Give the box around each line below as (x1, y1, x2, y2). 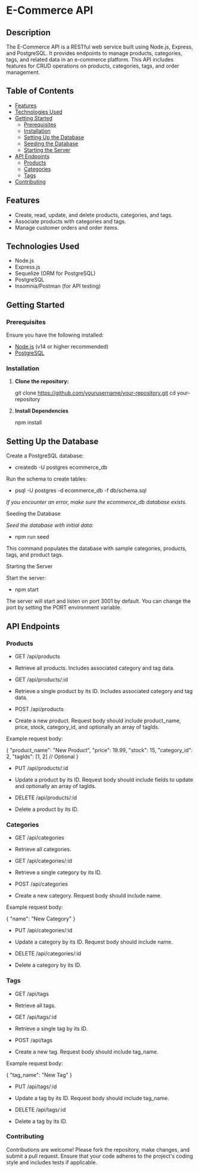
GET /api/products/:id (14, 676, 69, 683)
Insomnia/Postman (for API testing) (14, 282, 101, 290)
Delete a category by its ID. (14, 962, 82, 969)
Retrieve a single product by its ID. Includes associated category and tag (14, 687, 193, 694)
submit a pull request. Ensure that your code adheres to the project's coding (6, 1152, 194, 1159)
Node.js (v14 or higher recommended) (14, 343, 109, 350)
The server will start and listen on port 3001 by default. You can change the (6, 597, 191, 605)
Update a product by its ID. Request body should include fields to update (14, 776, 194, 783)
